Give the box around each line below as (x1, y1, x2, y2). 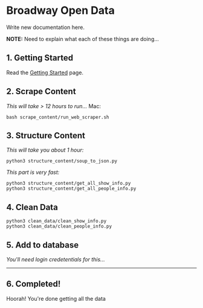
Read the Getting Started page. (6, 69, 83, 76)
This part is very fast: (6, 168, 60, 176)
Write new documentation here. (6, 24, 85, 31)
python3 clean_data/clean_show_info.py (6, 218, 107, 224)
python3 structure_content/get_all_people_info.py (6, 185, 137, 192)
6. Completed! (6, 279, 61, 289)
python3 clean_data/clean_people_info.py (6, 223, 112, 229)
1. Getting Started (6, 53, 74, 63)
